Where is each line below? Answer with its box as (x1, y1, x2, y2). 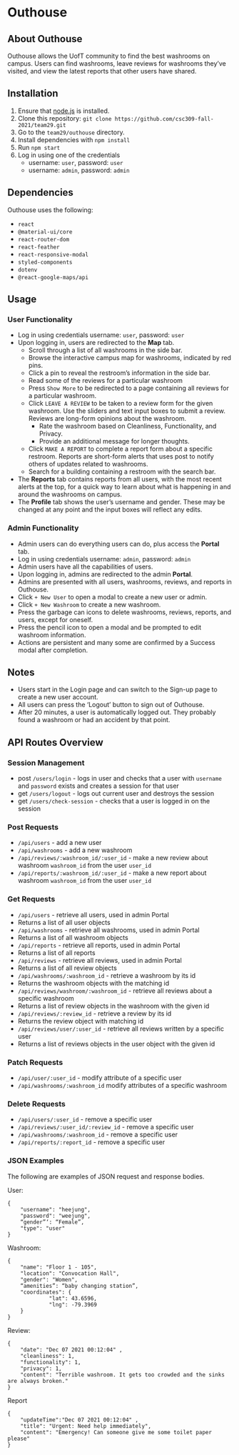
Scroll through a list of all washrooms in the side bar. (28, 346, 183, 354)
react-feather (17, 244, 60, 251)
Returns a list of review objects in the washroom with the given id (17, 1001, 210, 1010)
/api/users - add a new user (17, 839, 102, 847)
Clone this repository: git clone (17, 114, 112, 122)
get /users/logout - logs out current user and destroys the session (17, 789, 215, 798)
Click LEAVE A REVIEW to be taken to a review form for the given (28, 399, 213, 408)
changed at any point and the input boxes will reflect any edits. (17, 505, 203, 514)
